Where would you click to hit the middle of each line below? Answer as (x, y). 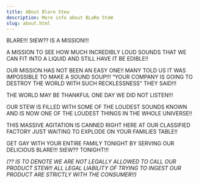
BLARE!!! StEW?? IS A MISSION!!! (48, 41)
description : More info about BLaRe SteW (60, 18)
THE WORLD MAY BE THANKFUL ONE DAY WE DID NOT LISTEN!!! (90, 95)
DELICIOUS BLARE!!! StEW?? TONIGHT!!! (58, 150)
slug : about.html (28, 23)
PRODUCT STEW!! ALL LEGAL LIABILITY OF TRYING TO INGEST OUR (94, 168)
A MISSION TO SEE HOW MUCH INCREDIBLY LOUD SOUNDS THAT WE (96, 52)
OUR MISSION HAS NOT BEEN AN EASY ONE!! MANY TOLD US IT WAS (96, 71)
